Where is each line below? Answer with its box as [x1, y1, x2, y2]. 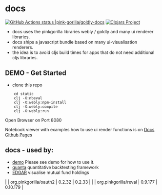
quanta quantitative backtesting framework [12, 164, 99, 170]
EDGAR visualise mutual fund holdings [12, 170, 89, 175]
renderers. [12, 44, 33, 50]
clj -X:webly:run [14, 108, 49, 113]
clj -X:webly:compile [14, 104, 58, 109]
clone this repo [12, 82, 42, 88]
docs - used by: [5, 146, 54, 154]
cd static [14, 91, 34, 96]
